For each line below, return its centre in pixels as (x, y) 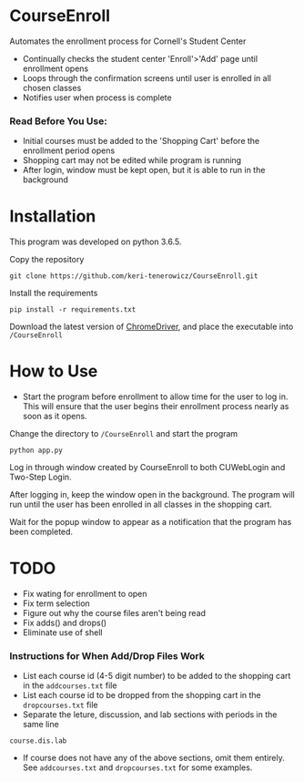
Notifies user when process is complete (97, 98)
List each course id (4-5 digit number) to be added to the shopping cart (157, 676)
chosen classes (52, 87)
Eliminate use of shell (62, 633)
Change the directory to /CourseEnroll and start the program (124, 434)
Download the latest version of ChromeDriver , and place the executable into (152, 327)
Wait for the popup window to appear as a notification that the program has (151, 522)
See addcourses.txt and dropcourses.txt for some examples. (137, 767)
